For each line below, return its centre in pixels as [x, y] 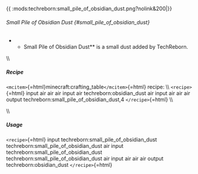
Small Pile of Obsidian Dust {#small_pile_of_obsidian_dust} [78, 22]
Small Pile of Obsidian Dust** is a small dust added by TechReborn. [106, 47]
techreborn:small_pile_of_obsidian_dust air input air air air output [85, 159]
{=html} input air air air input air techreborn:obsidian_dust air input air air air [98, 93]
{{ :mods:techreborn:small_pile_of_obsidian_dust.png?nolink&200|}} [89, 9]
